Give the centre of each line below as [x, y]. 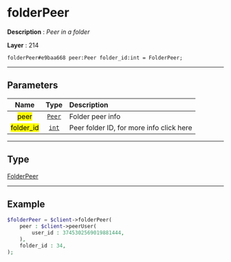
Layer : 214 [23, 45]
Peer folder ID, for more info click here [131, 128]
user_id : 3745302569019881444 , [78, 233]
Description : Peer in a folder [48, 32]
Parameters [33, 85]
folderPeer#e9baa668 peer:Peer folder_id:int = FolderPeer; [95, 58]
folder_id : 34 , [43, 245]
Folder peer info [95, 117]
